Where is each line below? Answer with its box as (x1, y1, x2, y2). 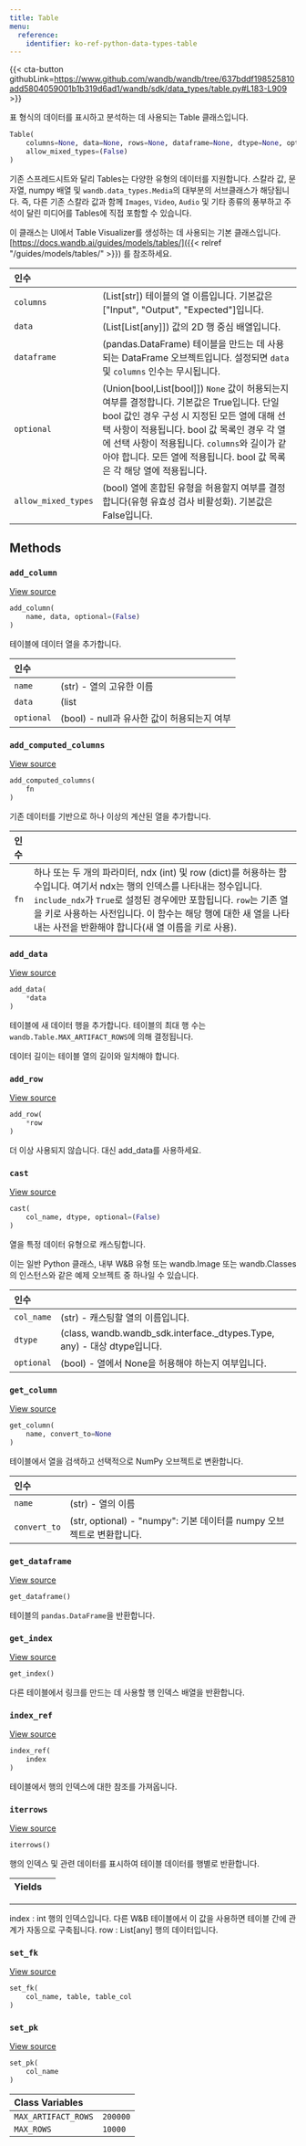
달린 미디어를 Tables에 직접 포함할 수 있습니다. (25, 207, 192, 218)
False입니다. (102, 509, 153, 521)
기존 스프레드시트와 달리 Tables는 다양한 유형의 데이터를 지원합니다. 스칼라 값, (9, 173, 287, 184)
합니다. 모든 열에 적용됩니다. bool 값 (121, 450, 267, 463)
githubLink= (9, 74, 55, 85)
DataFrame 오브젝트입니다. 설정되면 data (121, 351, 290, 363)
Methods (9, 541, 62, 556)
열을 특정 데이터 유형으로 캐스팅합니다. (9, 1238, 146, 1249)
